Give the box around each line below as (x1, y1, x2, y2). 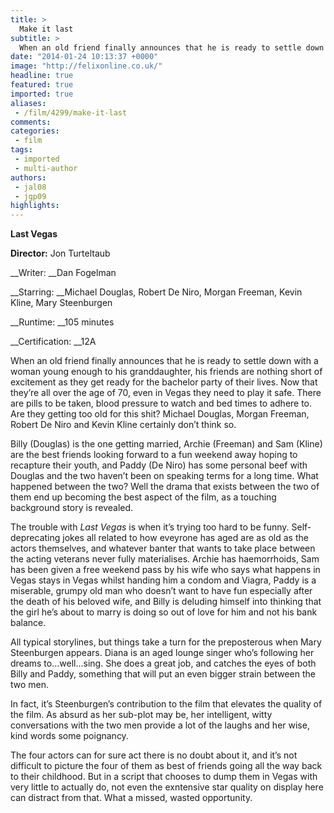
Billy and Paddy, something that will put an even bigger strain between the (10, 668, 316, 680)
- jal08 (14, 182, 47, 192)
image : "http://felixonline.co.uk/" (10, 61, 163, 71)
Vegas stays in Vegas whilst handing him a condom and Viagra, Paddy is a (10, 574, 317, 586)
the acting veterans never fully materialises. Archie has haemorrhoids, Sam (10, 553, 320, 565)
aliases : (10, 98, 47, 108)
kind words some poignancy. (10, 730, 129, 742)
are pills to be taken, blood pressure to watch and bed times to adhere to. (10, 397, 313, 410)
